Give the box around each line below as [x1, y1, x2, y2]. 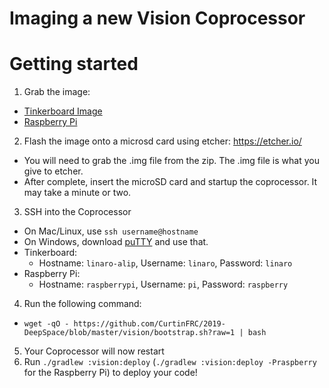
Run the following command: [23, 298, 142, 310]
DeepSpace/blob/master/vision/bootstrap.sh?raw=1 [23, 328, 236, 338]
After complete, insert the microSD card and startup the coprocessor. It [23, 176, 318, 188]
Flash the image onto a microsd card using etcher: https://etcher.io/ [23, 135, 302, 147]
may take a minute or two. [23, 187, 132, 199]
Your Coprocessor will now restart [23, 345, 165, 357]
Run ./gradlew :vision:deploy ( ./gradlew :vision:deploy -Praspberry [23, 356, 317, 368]
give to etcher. [23, 165, 84, 177]
